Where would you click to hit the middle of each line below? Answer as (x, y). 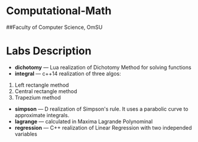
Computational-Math (59, 11)
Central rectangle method (46, 91)
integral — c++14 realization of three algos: (68, 73)
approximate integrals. (42, 115)
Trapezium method (38, 97)
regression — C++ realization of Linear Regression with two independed (103, 127)
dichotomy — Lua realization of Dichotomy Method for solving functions (103, 67)
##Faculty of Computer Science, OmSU (54, 27)
